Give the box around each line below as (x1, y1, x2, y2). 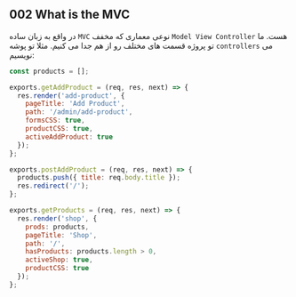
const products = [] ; (9, 67, 90, 76)
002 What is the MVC (9, 7, 131, 22)
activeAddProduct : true (25, 132, 114, 141)
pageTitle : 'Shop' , (25, 230, 98, 239)
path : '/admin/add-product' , (25, 108, 133, 116)
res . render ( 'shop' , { (17, 213, 98, 223)
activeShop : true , (25, 255, 93, 265)
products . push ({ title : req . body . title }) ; (17, 173, 180, 182)
